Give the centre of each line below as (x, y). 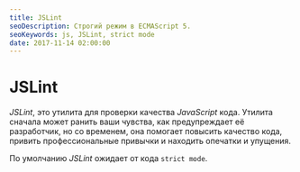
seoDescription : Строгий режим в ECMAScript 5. (100, 26)
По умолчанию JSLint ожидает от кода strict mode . (109, 158)
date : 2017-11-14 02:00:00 (60, 43)
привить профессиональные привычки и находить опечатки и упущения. (150, 141)
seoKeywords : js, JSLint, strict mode (82, 34)
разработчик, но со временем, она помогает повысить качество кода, (146, 131)
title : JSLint (36, 18)
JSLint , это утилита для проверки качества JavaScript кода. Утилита (141, 113)
